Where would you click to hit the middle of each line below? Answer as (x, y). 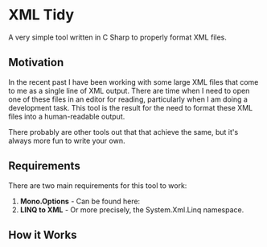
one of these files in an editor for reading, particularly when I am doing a (128, 99)
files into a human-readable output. (67, 116)
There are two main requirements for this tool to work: (98, 185)
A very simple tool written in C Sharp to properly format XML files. (118, 37)
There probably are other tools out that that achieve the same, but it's (123, 132)
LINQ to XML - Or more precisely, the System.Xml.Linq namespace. (132, 209)
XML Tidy (41, 15)
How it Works (43, 234)
